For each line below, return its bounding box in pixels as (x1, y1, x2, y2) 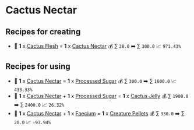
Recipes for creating (5, 27, 81, 37)
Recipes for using (5, 62, 70, 72)
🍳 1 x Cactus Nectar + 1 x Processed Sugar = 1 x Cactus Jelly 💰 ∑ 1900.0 (13, 92, 189, 99)
